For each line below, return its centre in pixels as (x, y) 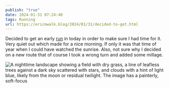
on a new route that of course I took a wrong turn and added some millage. (84, 55)
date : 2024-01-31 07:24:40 (34, 15)
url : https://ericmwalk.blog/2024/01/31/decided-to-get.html (72, 24)
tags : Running (20, 19)
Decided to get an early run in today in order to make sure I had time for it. (83, 39)
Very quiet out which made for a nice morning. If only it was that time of (81, 44)
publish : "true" (23, 10)
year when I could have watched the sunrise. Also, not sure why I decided (83, 49)
